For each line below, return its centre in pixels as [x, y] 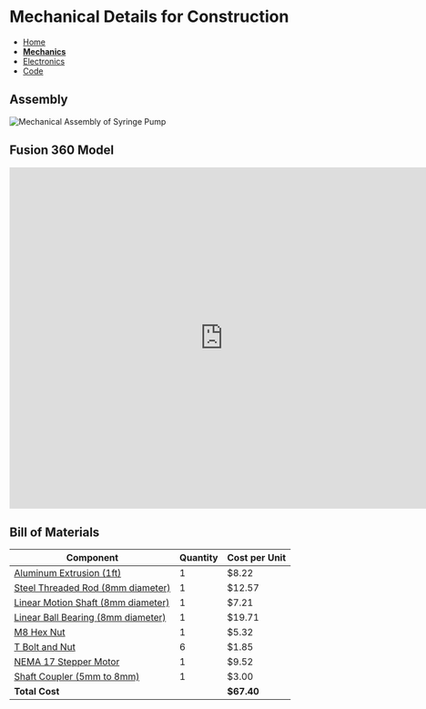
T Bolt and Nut [45, 647]
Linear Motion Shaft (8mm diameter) [92, 603]
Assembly [39, 100]
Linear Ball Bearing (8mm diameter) [90, 618]
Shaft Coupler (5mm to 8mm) [77, 677]
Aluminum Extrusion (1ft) [68, 573]
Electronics [44, 61]
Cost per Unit [257, 558]
